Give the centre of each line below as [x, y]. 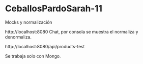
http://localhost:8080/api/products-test [45, 46]
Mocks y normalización [29, 22]
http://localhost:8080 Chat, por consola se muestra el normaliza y [72, 32]
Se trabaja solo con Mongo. [33, 56]
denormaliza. [18, 37]
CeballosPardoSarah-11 [54, 9]
